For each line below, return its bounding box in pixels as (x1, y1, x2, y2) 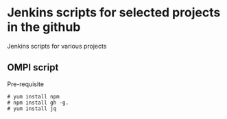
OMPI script (7, 62, 59, 73)
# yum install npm (7, 93, 60, 100)
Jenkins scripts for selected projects (7, 5, 221, 21)
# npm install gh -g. (7, 99, 69, 106)
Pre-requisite (7, 80, 45, 88)
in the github (7, 19, 81, 35)
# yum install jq (7, 105, 57, 112)
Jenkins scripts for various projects (7, 42, 107, 50)
